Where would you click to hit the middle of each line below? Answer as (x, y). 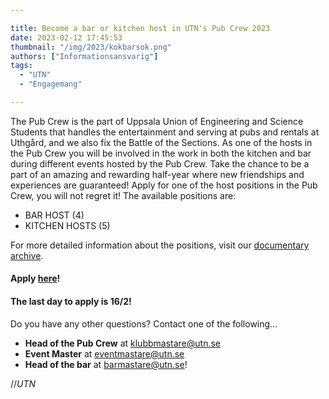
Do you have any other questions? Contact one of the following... (144, 323)
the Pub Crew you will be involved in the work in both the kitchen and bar (161, 153)
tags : (21, 66)
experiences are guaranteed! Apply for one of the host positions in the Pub (164, 185)
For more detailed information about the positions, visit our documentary (160, 245)
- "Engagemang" (51, 84)
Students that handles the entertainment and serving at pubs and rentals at (165, 132)
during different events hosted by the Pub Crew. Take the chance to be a (160, 163)
